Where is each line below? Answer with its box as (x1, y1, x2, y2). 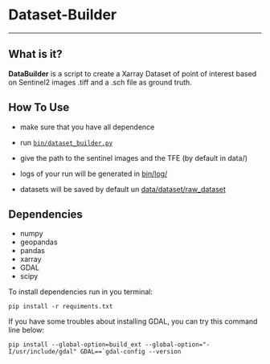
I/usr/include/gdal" (8, 348, 78, 356)
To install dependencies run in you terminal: (8, 287, 153, 297)
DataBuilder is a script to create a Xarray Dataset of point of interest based (8, 68, 257, 78)
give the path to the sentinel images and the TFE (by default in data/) (19, 153, 247, 162)
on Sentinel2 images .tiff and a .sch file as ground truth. (8, 77, 193, 87)
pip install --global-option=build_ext (8, 341, 142, 349)
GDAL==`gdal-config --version (80, 348, 182, 356)
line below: (8, 325, 44, 335)
